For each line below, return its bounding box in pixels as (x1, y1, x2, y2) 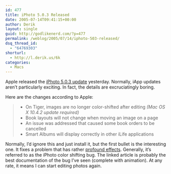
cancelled (25, 126, 46, 132)
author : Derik (5, 21, 36, 27)
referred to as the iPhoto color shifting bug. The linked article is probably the (5, 152, 166, 158)
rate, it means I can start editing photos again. (5, 163, 102, 169)
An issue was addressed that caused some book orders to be (25, 120, 155, 126)
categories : (5, 60, 31, 65)
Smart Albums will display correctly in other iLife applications (25, 131, 154, 137)
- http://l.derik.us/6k (10, 55, 60, 60)
